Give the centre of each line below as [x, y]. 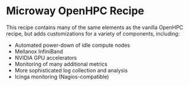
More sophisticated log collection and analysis [71, 70]
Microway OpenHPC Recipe [75, 11]
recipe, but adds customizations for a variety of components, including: [93, 33]
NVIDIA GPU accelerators [46, 58]
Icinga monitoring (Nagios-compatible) [62, 77]
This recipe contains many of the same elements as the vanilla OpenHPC [95, 27]
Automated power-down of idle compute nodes [72, 45]
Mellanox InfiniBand [39, 51]
